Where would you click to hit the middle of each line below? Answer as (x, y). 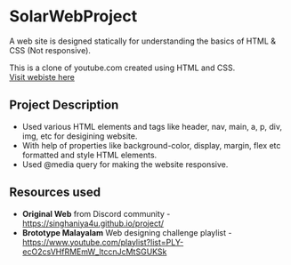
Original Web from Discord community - (96, 213)
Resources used (55, 193)
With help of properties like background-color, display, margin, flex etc (151, 145)
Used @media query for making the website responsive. (125, 164)
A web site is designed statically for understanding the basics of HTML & (143, 41)
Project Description (64, 105)
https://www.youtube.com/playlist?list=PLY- (103, 242)
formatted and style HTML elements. (89, 155)
